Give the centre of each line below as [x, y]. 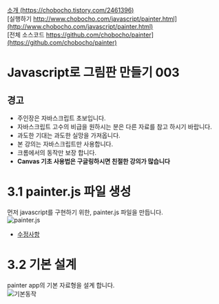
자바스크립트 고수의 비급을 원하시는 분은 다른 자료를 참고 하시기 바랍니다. [114, 127]
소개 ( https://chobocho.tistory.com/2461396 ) [71, 10]
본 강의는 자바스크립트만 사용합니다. [65, 144]
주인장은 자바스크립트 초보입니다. [61, 118]
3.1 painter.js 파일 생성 [69, 192]
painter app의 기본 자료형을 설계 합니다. [61, 285]
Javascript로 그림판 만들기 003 [94, 73]
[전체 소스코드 [26, 35]
